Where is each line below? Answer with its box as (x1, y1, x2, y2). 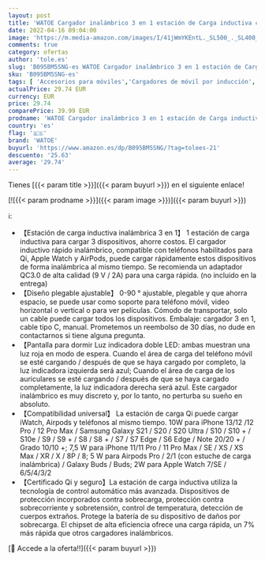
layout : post (8, 11, 51, 20)
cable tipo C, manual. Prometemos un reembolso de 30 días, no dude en (19, 322, 256, 332)
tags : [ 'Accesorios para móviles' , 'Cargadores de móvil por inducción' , (8, 77, 256, 85)
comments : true (8, 41, 58, 49)
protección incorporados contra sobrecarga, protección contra (19, 495, 224, 504)
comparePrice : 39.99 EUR (8, 107, 90, 115)
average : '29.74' (8, 159, 65, 167)
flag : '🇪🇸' (8, 129, 47, 137)
